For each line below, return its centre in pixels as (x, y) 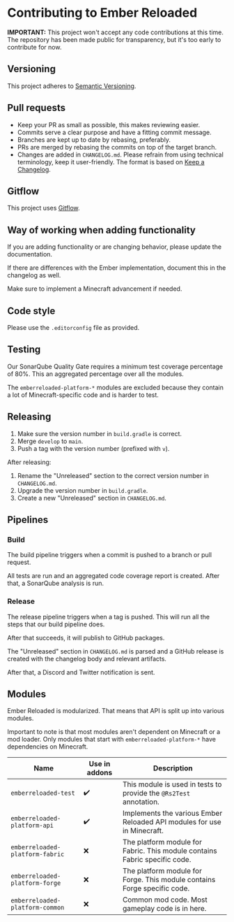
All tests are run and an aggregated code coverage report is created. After (114, 576)
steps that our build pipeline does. (56, 624)
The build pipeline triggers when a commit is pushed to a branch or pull (110, 555)
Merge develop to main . (50, 441)
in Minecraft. (143, 831)
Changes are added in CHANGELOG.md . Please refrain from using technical (120, 154)
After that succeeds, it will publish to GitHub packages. (86, 638)
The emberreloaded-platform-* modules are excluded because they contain (116, 387)
